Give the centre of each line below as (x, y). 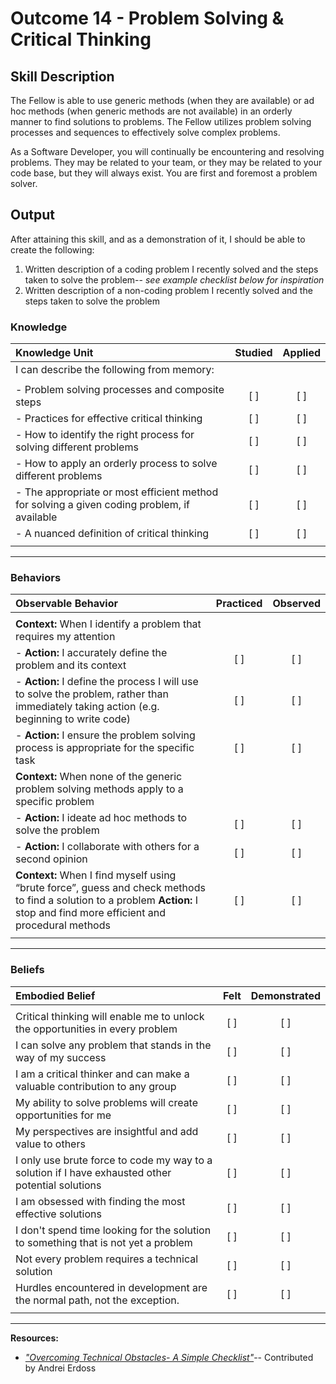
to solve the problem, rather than (92, 694)
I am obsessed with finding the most (100, 1201)
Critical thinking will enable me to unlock (110, 1016)
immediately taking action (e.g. (87, 707)
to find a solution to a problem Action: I (106, 900)
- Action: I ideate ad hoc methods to (101, 818)
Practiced (239, 604)
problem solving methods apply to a (99, 789)
